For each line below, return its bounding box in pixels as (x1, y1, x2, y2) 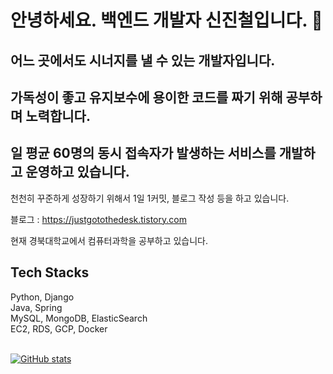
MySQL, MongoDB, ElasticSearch (10, 312, 148, 324)
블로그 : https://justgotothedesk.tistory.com (10, 213, 187, 225)
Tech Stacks (10, 264, 90, 281)
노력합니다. (25, 107, 91, 125)
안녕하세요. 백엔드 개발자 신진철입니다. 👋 (10, 9, 323, 32)
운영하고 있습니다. (25, 164, 130, 181)
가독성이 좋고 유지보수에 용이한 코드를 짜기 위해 (10, 89, 283, 106)
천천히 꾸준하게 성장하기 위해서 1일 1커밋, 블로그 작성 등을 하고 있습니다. (10, 192, 290, 204)
